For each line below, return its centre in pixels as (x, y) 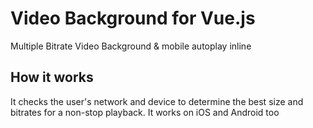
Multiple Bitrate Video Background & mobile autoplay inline (131, 46)
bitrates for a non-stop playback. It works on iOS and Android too (145, 112)
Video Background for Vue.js (133, 18)
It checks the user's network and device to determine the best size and (157, 101)
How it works (52, 77)
